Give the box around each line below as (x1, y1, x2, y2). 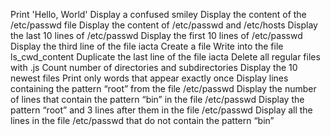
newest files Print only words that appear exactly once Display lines (10, 72, 289, 84)
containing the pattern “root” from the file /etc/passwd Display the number (10, 83, 317, 94)
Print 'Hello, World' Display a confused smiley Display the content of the (10, 9, 307, 20)
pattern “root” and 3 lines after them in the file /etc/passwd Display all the (10, 104, 313, 116)
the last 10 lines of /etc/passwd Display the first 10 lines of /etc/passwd (10, 30, 303, 41)
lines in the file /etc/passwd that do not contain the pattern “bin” (10, 115, 275, 126)
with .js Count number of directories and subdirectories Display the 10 (10, 62, 298, 73)
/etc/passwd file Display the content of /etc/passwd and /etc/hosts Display (10, 19, 318, 31)
